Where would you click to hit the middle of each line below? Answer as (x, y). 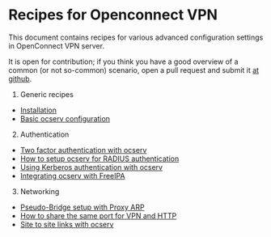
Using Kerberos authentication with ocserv (91, 167)
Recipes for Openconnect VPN (113, 15)
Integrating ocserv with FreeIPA (72, 176)
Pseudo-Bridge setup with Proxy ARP (82, 207)
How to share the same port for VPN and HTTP (98, 215)
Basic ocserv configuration (65, 118)
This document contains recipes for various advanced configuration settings (136, 37)
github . (20, 78)
